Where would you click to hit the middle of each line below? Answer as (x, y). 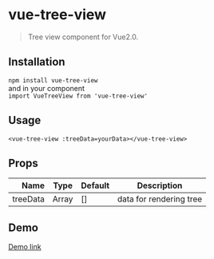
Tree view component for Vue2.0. (83, 37)
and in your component (47, 88)
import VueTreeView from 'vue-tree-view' (78, 96)
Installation (37, 62)
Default (95, 185)
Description (160, 185)
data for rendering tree (160, 199)
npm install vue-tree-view (53, 80)
